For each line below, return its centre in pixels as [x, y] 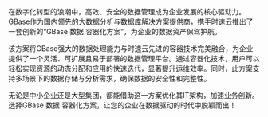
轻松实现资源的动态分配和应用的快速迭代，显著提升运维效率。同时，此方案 [130, 68]
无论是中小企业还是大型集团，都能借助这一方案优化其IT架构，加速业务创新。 [134, 95]
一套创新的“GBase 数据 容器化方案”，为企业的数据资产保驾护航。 [115, 31]
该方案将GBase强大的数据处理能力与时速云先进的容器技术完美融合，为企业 [131, 49]
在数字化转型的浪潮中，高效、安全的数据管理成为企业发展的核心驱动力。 [127, 12]
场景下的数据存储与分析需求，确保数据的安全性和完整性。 [116, 78]
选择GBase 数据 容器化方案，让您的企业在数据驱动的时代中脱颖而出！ [122, 105]
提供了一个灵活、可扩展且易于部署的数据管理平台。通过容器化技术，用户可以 [134, 58]
